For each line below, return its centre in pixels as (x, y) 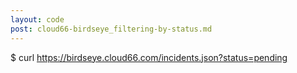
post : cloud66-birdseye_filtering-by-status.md (111, 29)
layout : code (37, 19)
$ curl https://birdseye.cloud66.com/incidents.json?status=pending (149, 57)
